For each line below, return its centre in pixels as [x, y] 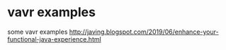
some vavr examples [38, 32]
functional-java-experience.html [54, 39]
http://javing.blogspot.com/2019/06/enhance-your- [144, 32]
